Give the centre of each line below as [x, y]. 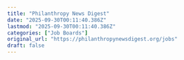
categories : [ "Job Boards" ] [48, 33]
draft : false [26, 46]
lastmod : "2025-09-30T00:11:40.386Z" [62, 26]
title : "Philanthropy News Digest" [58, 13]
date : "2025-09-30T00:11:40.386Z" [57, 20]
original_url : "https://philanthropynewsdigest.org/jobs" [92, 39]
